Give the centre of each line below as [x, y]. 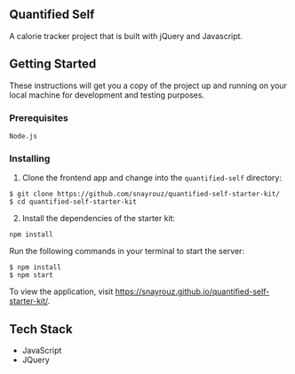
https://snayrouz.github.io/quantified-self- [192, 291]
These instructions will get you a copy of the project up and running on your [148, 85]
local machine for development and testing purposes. [107, 95]
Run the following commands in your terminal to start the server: [127, 251]
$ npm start [31, 275]
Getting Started [53, 64]
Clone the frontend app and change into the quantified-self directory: [152, 178]
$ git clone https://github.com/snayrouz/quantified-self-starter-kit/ [144, 195]
